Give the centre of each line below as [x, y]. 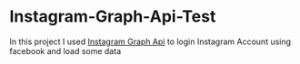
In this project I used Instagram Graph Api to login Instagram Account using [150, 41]
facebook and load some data [65, 50]
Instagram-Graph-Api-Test [113, 17]
